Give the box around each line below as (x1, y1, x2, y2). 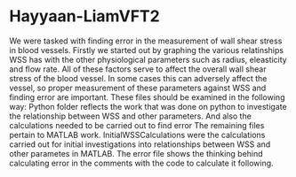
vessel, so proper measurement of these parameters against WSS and (9, 82, 267, 93)
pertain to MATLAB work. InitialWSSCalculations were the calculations (9, 129, 266, 140)
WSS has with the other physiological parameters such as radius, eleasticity (9, 54, 287, 65)
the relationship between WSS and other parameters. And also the (9, 111, 252, 121)
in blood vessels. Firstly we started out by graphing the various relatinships (9, 44, 284, 55)
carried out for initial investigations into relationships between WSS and (9, 139, 271, 150)
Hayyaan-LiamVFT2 (9, 6, 160, 27)
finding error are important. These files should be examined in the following (9, 91, 285, 103)
